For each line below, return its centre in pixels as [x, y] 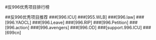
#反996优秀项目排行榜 [27, 7]
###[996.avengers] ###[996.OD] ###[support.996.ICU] [86, 27]
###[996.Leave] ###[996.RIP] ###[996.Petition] [80, 22]
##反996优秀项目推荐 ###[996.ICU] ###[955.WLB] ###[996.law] [70, 17]
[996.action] [17, 27]
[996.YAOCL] [18, 22]
